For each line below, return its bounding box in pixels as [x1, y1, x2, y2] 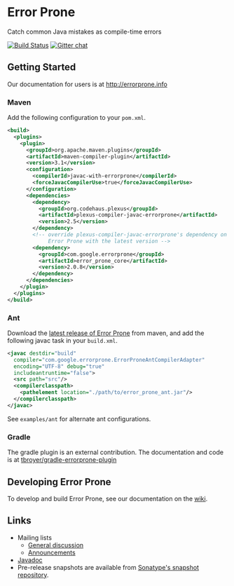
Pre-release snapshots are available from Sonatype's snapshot [17, 563, 200, 571]
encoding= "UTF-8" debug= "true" [13, 362, 105, 370]
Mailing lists [17, 533, 53, 542]
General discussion [27, 540, 84, 549]
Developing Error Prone [7, 476, 111, 488]
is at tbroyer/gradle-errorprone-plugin [7, 456, 117, 464]
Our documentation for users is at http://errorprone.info [7, 80, 168, 88]
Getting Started [7, 61, 76, 74]
